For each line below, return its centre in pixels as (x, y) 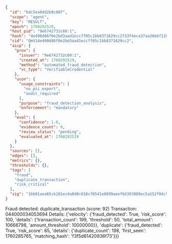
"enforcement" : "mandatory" (49, 108)
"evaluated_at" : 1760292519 (49, 136)
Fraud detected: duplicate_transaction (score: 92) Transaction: (71, 208)
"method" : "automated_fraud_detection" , (62, 65)
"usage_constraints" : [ (44, 84)
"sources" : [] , (26, 151)
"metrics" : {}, (26, 161)
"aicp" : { (20, 46)
